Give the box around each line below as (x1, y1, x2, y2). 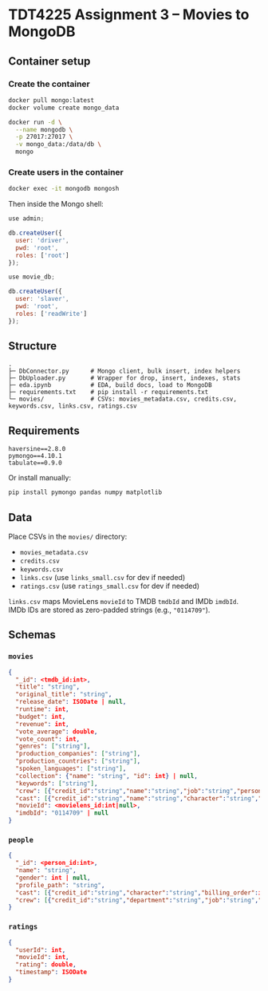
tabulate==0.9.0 (8, 459, 62, 468)
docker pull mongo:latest (8, 96, 94, 105)
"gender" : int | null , (15, 874, 91, 882)
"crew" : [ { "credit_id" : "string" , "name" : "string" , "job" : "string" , (15, 787, 238, 795)
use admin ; (8, 215, 45, 223)
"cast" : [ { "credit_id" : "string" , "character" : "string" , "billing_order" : (15, 888, 259, 897)
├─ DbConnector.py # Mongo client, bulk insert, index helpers (8, 367, 241, 376)
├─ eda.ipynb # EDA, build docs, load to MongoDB (8, 381, 213, 389)
